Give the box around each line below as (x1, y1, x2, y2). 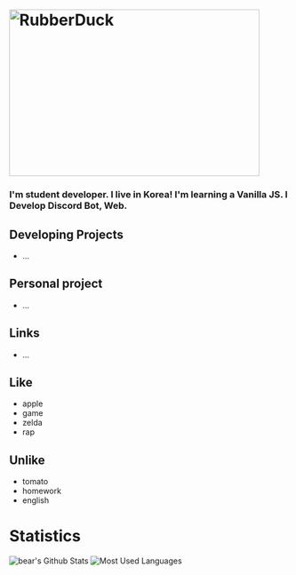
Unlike (9, 452, 46, 467)
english (21, 495, 50, 506)
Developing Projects (9, 227, 124, 242)
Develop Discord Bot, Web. (9, 200, 128, 212)
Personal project (9, 276, 103, 291)
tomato (21, 476, 49, 487)
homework (21, 485, 62, 497)
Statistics (9, 526, 82, 547)
